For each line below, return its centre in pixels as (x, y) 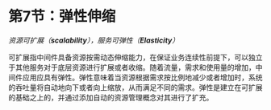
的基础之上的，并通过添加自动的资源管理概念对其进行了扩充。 (111, 97)
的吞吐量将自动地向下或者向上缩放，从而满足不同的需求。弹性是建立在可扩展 (135, 87)
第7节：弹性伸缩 (62, 16)
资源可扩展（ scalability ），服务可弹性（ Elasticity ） (94, 40)
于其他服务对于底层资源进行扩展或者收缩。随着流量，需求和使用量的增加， (132, 67)
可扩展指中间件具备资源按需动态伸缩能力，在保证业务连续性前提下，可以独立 (135, 57)
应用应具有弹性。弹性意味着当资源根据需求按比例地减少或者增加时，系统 (142, 77)
